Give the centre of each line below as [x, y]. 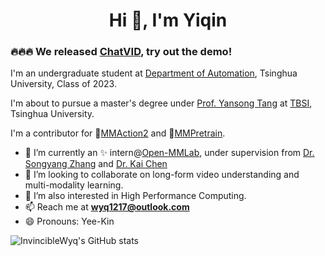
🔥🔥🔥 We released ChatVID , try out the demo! [121, 52]
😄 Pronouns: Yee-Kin [69, 221]
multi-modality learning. [74, 185]
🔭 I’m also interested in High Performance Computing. [135, 196]
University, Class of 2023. [63, 84]
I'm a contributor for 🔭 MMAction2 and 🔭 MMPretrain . [118, 133]
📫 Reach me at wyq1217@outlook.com [107, 207]
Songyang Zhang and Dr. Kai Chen [96, 164]
